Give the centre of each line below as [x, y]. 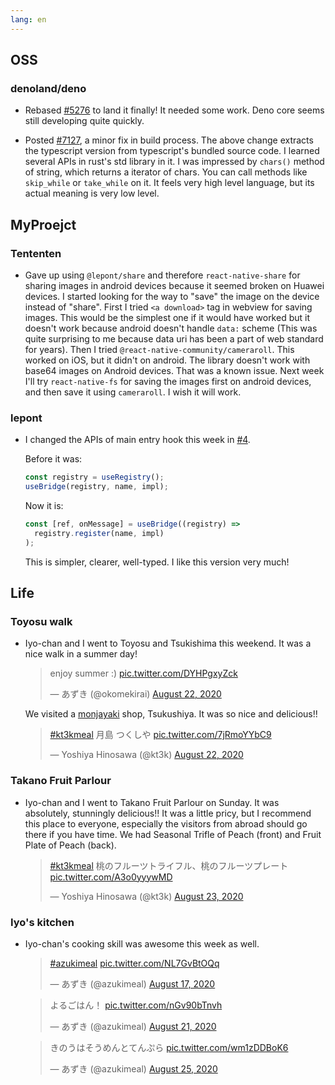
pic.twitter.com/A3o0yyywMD [111, 877]
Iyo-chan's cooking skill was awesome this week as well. [142, 943]
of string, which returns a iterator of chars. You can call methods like [166, 172]
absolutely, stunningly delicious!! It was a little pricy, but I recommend [168, 813]
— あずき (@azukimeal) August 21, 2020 [133, 1026]
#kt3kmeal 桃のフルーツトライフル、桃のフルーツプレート [169, 865]
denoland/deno [48, 88]
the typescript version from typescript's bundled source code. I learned [172, 151]
